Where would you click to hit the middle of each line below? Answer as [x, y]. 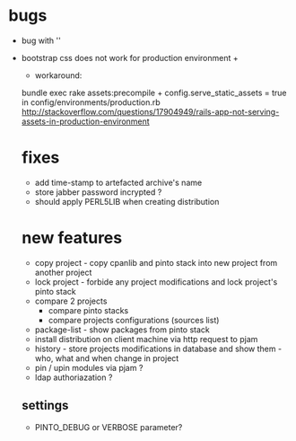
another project [63, 272]
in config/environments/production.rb [91, 102]
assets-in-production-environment [85, 121]
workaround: [58, 75]
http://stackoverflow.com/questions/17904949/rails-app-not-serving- [150, 111]
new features [72, 238]
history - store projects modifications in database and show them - [158, 348]
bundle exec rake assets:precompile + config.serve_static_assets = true [154, 93]
